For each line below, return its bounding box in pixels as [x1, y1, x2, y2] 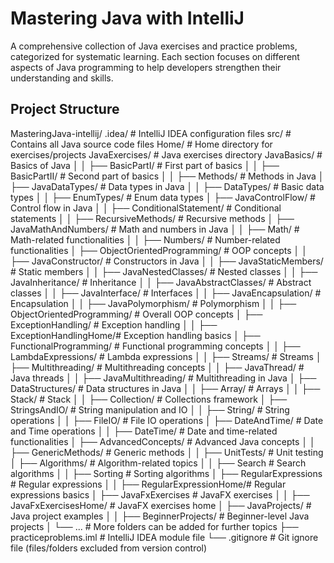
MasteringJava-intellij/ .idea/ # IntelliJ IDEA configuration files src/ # [10, 127, 292, 139]
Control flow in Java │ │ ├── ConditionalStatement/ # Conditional [10, 202, 282, 214]
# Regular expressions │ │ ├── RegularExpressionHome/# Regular [10, 478, 287, 490]
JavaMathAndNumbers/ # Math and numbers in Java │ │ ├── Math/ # [10, 223, 300, 235]
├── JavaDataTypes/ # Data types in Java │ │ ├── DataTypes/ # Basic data [10, 180, 325, 192]
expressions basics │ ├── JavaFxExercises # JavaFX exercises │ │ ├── [10, 488, 310, 501]
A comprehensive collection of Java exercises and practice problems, [10, 40, 298, 52]
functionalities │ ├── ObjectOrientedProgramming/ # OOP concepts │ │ [10, 244, 308, 256]
